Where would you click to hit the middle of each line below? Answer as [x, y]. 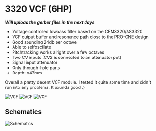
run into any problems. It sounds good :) [45, 87]
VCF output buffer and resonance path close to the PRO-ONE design [80, 37]
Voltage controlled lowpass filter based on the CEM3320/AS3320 [77, 31]
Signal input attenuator [35, 62]
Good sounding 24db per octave [44, 42]
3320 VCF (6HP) [39, 9]
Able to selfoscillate [32, 47]
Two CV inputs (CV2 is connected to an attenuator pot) [67, 57]
